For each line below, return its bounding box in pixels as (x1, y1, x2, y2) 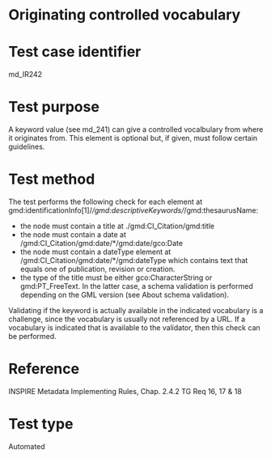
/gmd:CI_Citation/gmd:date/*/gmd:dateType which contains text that (19, 256, 248, 265)
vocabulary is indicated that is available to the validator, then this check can (8, 323, 260, 333)
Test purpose (8, 98, 100, 117)
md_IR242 (8, 70, 43, 79)
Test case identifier (8, 43, 142, 61)
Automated (8, 441, 46, 451)
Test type (8, 415, 74, 434)
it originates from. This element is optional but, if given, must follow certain (8, 134, 258, 143)
